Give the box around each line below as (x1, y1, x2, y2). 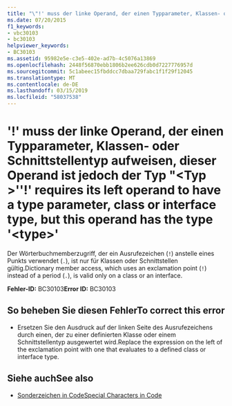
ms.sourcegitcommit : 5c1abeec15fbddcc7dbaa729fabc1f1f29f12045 (7, 68, 193, 75)
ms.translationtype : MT (7, 74, 76, 82)
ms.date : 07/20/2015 (7, 17, 67, 24)
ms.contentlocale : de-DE (7, 81, 79, 88)
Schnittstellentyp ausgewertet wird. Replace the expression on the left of (17, 338, 223, 346)
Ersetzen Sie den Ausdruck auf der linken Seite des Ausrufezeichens (17, 323, 213, 331)
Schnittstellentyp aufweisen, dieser (7, 153, 217, 169)
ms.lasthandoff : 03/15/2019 (7, 87, 88, 94)
